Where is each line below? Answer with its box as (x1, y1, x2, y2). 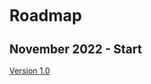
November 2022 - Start (9, 42, 142, 57)
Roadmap (9, 5, 83, 26)
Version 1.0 (9, 65, 50, 76)
